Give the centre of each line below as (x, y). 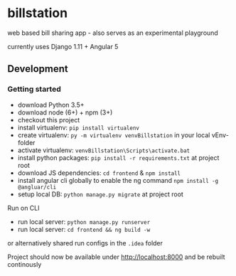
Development (38, 69)
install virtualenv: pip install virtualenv (79, 127)
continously (25, 264)
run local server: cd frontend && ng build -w (84, 229)
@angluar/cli (37, 187)
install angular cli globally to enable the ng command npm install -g (118, 180)
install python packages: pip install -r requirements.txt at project (118, 157)
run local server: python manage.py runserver (84, 221)
